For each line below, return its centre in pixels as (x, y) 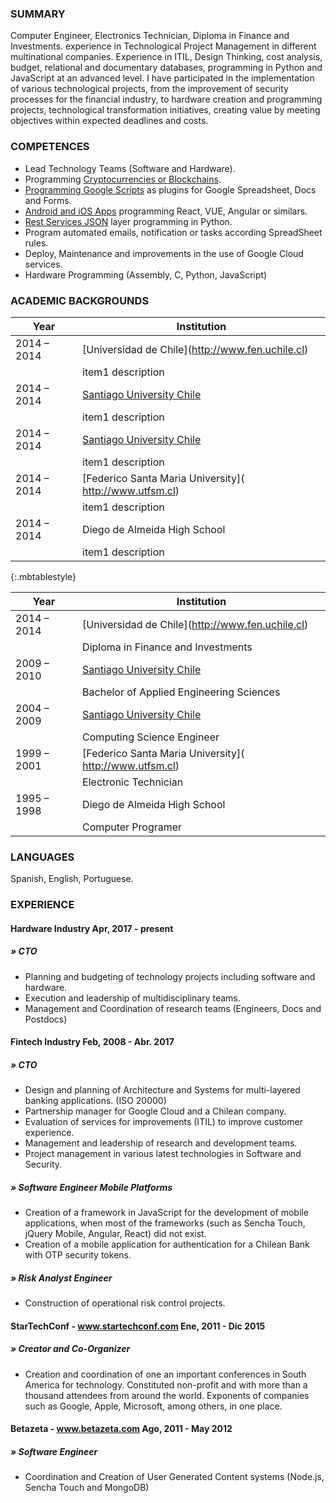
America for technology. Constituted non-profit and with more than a (166, 1384)
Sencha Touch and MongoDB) (87, 1488)
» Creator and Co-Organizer (70, 1349)
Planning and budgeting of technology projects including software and (170, 976)
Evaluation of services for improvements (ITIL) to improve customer (163, 1122)
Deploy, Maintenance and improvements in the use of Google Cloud (164, 253)
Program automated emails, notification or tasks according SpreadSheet (173, 232)
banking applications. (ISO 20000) (95, 1101)
